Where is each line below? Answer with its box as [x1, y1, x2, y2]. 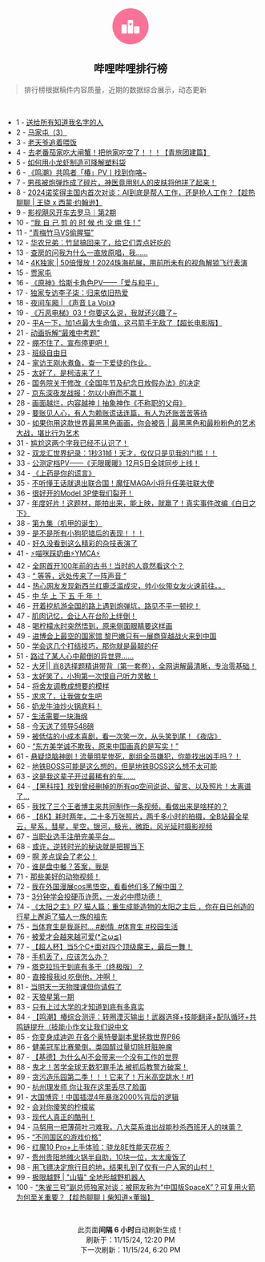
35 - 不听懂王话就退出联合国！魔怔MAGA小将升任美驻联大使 [15, 478, 215, 487]
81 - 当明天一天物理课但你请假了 [15, 981, 122, 991]
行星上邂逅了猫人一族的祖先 [15, 912, 108, 921]
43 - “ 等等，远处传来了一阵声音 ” [15, 571, 127, 580]
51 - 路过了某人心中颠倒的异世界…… [15, 651, 135, 661]
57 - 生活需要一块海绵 [15, 711, 88, 721]
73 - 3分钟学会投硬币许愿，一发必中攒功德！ [15, 892, 163, 901]
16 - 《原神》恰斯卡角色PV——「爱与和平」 [15, 277, 160, 287]
